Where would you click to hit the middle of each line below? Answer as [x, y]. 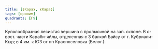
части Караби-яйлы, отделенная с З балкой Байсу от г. [73, 37]
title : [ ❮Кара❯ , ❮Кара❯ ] [30, 9]
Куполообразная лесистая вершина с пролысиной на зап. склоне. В [76, 32]
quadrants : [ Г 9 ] [21, 18]
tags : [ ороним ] [20, 14]
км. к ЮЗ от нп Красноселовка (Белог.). [65, 42]
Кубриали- [142, 37]
